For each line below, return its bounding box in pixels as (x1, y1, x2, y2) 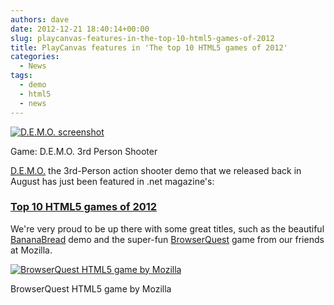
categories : (10, 52, 60, 62)
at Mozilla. (10, 244, 53, 256)
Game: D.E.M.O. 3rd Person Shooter (10, 145, 158, 157)
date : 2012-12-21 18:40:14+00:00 (10, 24, 150, 34)
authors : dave (10, 14, 70, 25)
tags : (10, 71, 33, 81)
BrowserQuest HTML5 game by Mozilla (10, 282, 172, 295)
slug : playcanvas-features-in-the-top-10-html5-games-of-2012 (10, 33, 275, 43)
